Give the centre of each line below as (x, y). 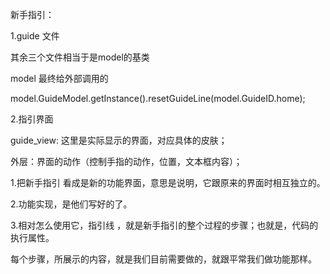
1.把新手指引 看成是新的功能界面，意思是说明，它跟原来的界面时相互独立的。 (168, 182)
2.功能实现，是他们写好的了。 (71, 204)
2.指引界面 (32, 119)
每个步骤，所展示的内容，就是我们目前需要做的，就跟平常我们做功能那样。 (163, 259)
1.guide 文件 (35, 36)
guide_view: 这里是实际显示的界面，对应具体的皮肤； (119, 140)
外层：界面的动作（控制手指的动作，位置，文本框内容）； (126, 161)
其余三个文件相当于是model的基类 (80, 57)
